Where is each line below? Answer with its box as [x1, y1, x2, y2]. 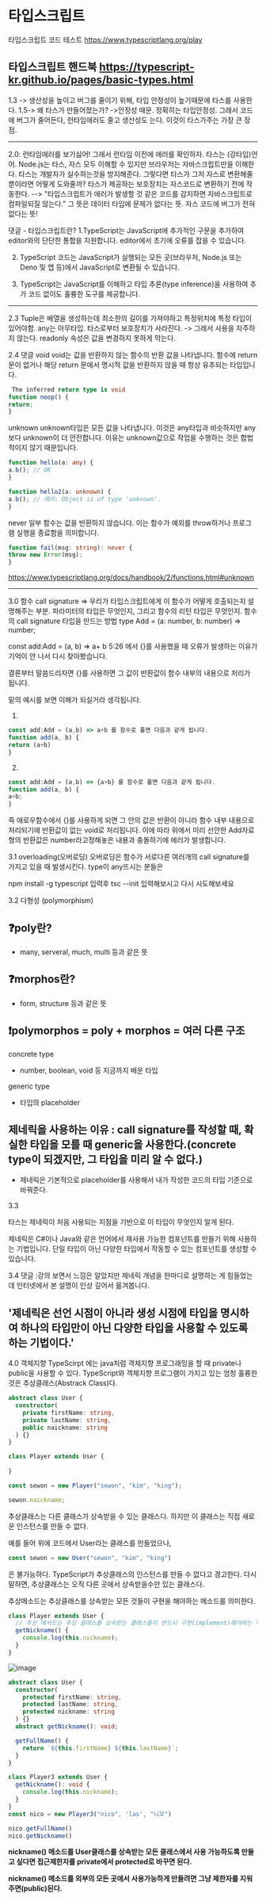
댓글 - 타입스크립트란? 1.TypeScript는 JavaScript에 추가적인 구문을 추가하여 [8, 225, 245, 235]
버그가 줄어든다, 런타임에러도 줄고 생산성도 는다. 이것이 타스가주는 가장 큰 [16, 115, 243, 124]
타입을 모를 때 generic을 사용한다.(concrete [29, 1138, 237, 1151]
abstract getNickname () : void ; [15, 1723, 119, 1731]
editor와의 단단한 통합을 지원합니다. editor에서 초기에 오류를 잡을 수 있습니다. [8, 235, 247, 245]
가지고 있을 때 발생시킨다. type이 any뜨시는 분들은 [8, 862, 164, 872]
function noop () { [8, 393, 69, 401]
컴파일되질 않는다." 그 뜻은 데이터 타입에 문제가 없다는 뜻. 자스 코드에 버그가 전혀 [8, 199, 256, 208]
